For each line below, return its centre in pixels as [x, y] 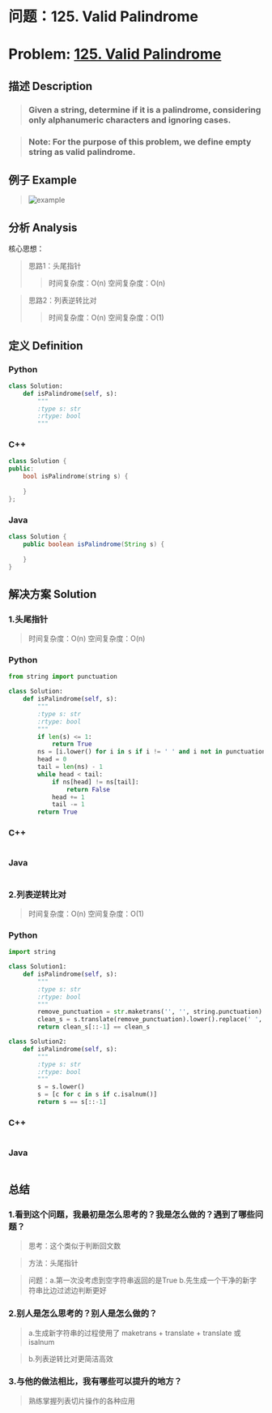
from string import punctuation [63, 677]
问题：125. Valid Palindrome [103, 17]
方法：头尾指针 [53, 1263]
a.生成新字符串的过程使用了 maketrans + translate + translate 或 [134, 1333]
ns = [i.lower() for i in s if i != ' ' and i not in [130, 752]
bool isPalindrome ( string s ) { [76, 477]
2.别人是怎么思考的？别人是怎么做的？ [83, 1313]
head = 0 [52, 759]
